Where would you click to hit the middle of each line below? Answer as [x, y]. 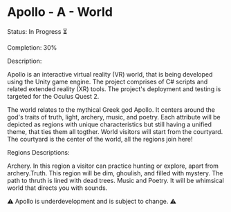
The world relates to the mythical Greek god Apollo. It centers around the [111, 109]
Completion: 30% [32, 47]
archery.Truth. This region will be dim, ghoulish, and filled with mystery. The [115, 173]
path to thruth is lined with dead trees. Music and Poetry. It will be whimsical [116, 180]
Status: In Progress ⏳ [37, 31]
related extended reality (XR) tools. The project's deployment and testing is [114, 89]
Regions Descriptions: [39, 152]
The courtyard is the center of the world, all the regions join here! [100, 139]
